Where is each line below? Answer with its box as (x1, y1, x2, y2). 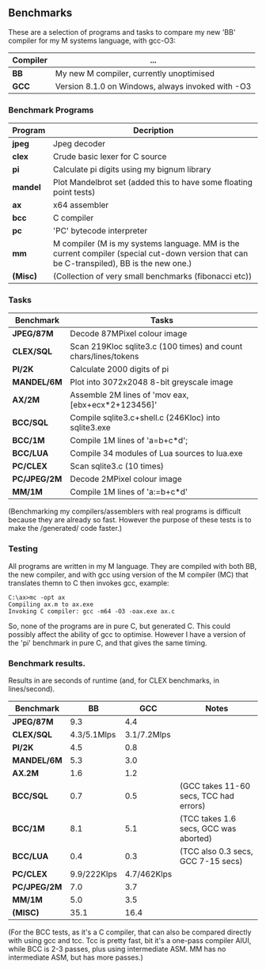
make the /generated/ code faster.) (8, 524, 123, 533)
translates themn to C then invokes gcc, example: (8, 578, 169, 588)
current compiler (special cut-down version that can (52, 248, 249, 260)
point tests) (52, 187, 96, 198)
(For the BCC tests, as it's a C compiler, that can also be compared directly (8, 927, 252, 937)
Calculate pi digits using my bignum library (52, 164, 211, 175)
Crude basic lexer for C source (52, 151, 167, 162)
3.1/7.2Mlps (124, 729, 172, 740)
